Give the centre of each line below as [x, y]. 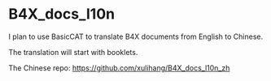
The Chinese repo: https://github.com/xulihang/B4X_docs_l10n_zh [119, 68]
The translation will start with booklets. [73, 52]
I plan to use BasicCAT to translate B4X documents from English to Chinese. [135, 36]
